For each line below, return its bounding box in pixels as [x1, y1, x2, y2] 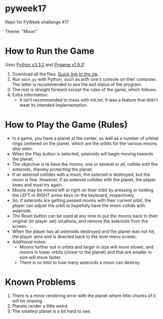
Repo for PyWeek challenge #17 [5, 19, 69, 25]
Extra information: [12, 92, 48, 97]
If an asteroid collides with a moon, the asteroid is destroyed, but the [12, 171, 150, 177]
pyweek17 [5, 3, 47, 14]
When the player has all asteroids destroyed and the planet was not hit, [12, 228, 155, 234]
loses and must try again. [12, 182, 63, 188]
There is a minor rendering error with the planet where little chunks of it [12, 293, 156, 299]
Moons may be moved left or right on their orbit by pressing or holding [12, 187, 154, 193]
